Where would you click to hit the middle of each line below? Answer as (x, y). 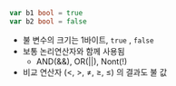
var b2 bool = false (49, 21)
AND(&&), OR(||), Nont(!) (82, 61)
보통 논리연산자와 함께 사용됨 (73, 51)
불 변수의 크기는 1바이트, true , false (88, 40)
